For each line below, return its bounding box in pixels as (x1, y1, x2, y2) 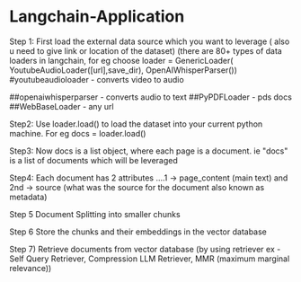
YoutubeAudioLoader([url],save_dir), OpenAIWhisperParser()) (9, 65, 238, 75)
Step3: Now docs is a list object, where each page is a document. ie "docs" (9, 145, 288, 156)
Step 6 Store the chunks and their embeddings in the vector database (9, 226, 268, 237)
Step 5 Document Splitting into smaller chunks (9, 208, 181, 219)
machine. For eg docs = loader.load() (9, 128, 146, 138)
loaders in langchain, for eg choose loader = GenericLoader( (9, 55, 234, 66)
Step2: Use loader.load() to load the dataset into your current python (9, 119, 263, 129)
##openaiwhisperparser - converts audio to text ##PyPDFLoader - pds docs (9, 92, 292, 102)
